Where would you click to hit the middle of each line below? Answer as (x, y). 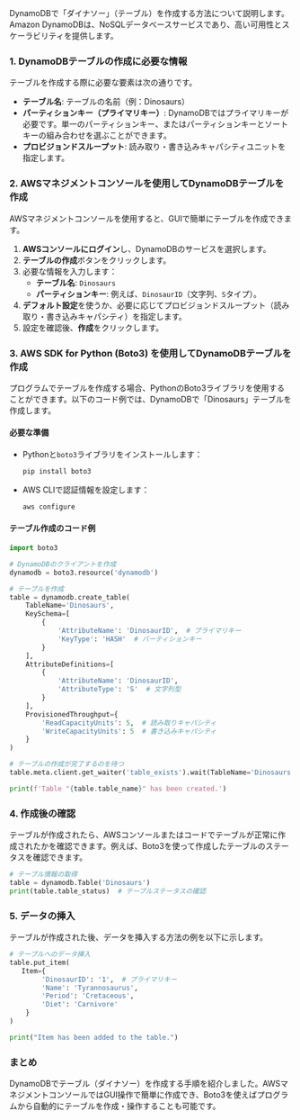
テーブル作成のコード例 (53, 528)
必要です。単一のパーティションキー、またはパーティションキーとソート (155, 124)
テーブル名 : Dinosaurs (76, 283)
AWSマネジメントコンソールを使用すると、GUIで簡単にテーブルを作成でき (147, 218)
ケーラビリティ (37, 36)
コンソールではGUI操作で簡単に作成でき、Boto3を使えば (153, 1095)
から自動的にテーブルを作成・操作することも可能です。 (119, 1106)
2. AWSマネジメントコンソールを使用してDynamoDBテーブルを (147, 184)
